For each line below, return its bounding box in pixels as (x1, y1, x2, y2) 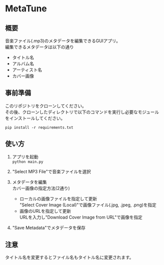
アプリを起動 (12, 153, 38, 159)
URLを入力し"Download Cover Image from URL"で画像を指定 (19, 214, 143, 220)
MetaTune (5, 3, 47, 14)
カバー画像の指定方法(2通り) (12, 185, 70, 191)
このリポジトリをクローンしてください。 (5, 103, 87, 109)
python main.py (12, 159, 44, 164)
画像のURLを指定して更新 (19, 208, 71, 214)
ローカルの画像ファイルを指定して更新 (19, 195, 97, 201)
